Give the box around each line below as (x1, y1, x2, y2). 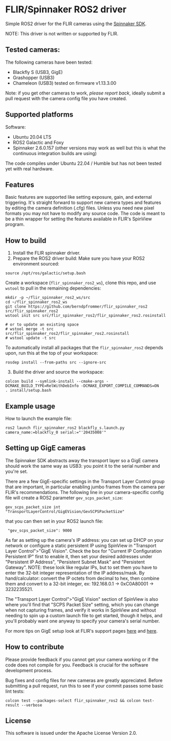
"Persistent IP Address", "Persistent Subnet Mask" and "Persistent (5, 559, 145, 565)
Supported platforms (5, 110, 73, 119)
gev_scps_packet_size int (5, 504, 60, 509)
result (5, 702, 19, 708)
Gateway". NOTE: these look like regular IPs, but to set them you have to (5, 564, 158, 571)
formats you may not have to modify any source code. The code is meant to (5, 211, 165, 217)
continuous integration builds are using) (12, 150, 97, 156)
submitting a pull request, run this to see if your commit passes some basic (5, 682, 164, 689)
